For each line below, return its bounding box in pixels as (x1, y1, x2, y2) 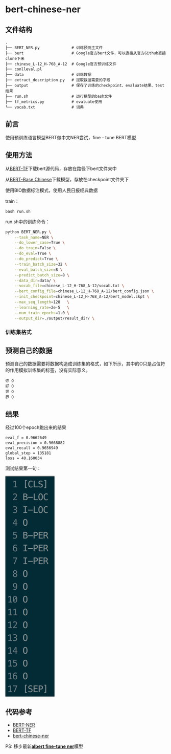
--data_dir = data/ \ (14, 278, 56, 283)
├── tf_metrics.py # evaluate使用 (5, 99, 102, 104)
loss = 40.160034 (5, 456, 42, 461)
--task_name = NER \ (14, 234, 54, 240)
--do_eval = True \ (14, 251, 52, 256)
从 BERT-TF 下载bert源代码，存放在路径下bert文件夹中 (5, 165, 117, 171)
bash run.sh (5, 209, 31, 214)
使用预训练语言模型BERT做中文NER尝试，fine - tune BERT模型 (5, 134, 136, 140)
